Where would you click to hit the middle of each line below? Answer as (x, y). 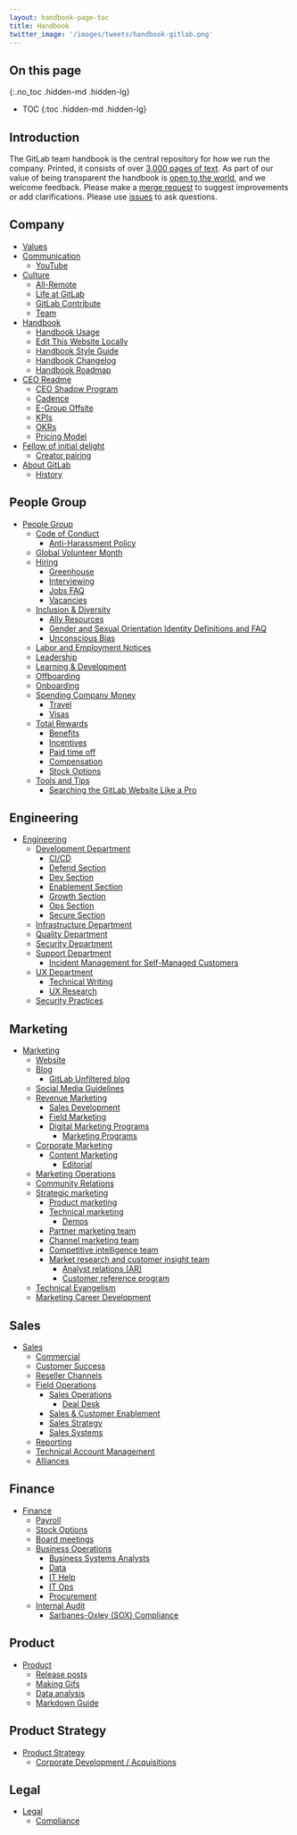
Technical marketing (86, 1212)
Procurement (73, 1595)
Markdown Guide (67, 1703)
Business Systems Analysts (99, 1558)
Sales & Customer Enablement (104, 1414)
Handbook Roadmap (73, 370)
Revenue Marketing (71, 1098)
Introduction (45, 137)
